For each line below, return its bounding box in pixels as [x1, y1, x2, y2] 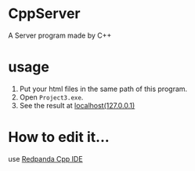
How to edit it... [8, 129, 110, 146]
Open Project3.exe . [19, 92, 84, 102]
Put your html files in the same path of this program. [19, 84, 188, 93]
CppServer [8, 5, 81, 23]
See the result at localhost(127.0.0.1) [19, 100, 135, 110]
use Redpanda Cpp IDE [8, 154, 84, 163]
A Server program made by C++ [8, 31, 112, 40]
